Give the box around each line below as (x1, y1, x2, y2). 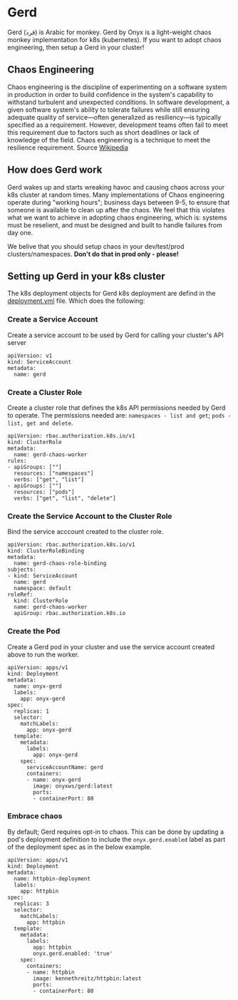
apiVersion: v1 (7, 352, 53, 359)
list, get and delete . (7, 418, 73, 427)
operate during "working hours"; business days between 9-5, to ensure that (7, 197, 230, 207)
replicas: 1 (14, 707, 50, 715)
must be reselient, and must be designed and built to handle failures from (7, 220, 222, 229)
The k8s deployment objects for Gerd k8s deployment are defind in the (7, 289, 216, 298)
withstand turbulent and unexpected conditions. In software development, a (7, 98, 230, 106)
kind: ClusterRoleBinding (7, 547, 84, 555)
